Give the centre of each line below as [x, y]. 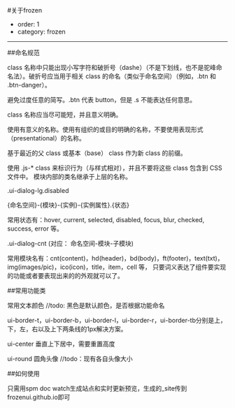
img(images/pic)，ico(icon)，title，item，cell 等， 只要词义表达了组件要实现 [117, 267]
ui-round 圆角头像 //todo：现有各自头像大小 [70, 359]
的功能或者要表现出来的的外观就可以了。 [65, 276]
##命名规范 [23, 52]
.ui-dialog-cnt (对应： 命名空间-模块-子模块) [71, 243]
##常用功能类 [27, 291]
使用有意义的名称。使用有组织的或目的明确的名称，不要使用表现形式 [105, 129]
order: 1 [28, 24]
